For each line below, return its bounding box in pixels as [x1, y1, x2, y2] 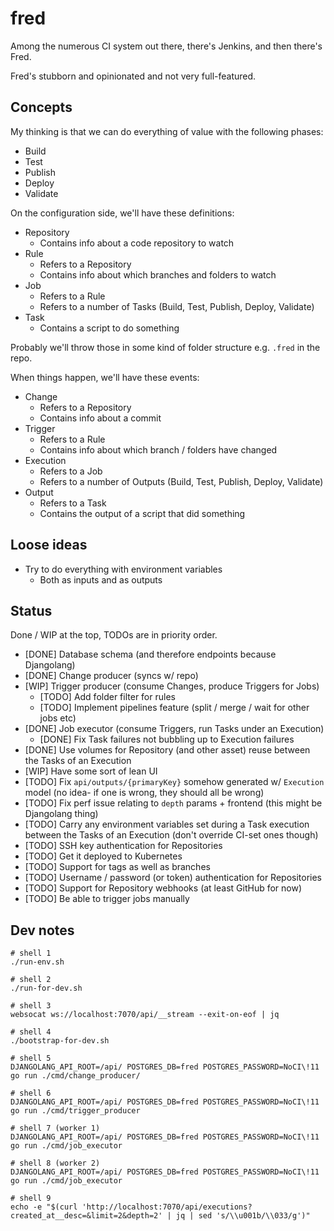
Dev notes [10, 922, 75, 939]
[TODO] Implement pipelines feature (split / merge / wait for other [39, 702, 310, 714]
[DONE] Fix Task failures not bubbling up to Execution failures [39, 733, 295, 746]
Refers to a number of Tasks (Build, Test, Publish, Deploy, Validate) [39, 300, 315, 312]
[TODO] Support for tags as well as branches [24, 861, 211, 873]
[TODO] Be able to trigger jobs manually [24, 893, 190, 905]
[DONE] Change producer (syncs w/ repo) [24, 670, 199, 682]
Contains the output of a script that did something [39, 507, 246, 519]
